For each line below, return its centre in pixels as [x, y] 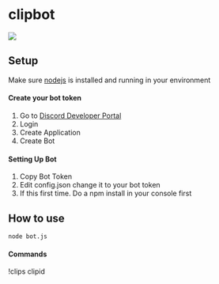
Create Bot [37, 141]
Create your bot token [45, 98]
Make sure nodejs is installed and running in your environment [109, 80]
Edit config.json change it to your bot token [90, 185]
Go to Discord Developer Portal [70, 115]
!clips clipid [27, 271]
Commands [28, 254]
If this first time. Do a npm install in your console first [106, 193]
